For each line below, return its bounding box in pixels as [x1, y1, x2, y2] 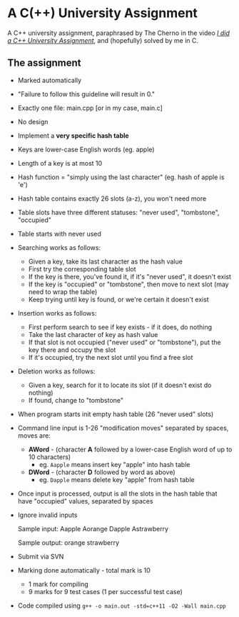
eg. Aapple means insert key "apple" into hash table [39, 460, 190, 468]
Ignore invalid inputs [17, 511, 78, 519]
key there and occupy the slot [28, 345, 116, 354]
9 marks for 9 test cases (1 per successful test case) [28, 587, 183, 596]
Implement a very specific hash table [17, 131, 130, 140]
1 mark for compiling [28, 580, 89, 588]
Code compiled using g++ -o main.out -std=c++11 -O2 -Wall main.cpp [17, 601, 226, 610]
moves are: [17, 431, 51, 440]
